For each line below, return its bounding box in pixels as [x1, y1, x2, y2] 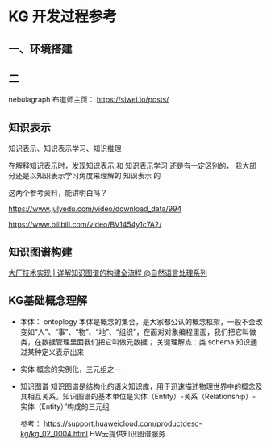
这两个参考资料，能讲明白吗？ [8, 188, 107, 198]
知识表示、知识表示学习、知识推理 [8, 144, 122, 153]
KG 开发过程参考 [8, 7, 117, 26]
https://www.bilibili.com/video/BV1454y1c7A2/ [8, 219, 162, 230]
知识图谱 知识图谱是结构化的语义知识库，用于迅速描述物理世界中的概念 [19, 381, 256, 391]
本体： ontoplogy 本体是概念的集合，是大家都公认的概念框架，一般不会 [19, 316, 256, 327]
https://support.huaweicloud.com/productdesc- [43, 419, 202, 428]
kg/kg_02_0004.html [19, 428, 89, 438]
